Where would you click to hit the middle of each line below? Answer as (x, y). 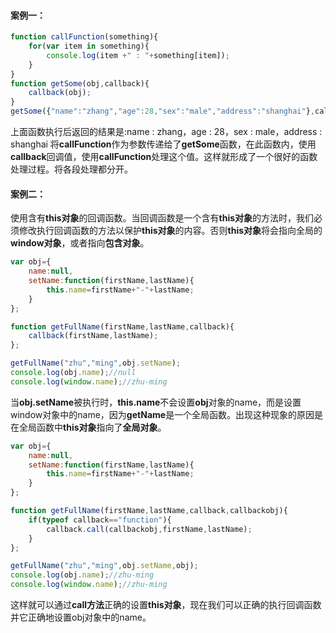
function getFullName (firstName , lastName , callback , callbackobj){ (149, 511)
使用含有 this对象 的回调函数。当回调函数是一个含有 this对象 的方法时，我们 (162, 218)
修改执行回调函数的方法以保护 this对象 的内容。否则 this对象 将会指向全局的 (170, 231)
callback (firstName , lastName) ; (93, 336)
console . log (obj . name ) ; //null (73, 373)
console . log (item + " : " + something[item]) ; (138, 55)
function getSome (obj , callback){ (80, 83)
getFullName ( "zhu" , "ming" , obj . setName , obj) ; (104, 566)
